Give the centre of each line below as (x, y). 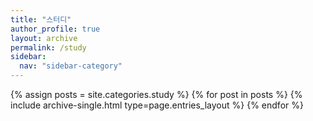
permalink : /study (48, 47)
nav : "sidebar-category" (71, 66)
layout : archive (44, 38)
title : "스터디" (41, 19)
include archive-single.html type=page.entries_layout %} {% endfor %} (157, 105)
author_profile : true (55, 29)
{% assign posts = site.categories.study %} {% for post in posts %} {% (156, 94)
